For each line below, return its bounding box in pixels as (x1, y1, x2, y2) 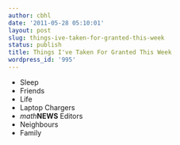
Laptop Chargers (19, 102, 75, 112)
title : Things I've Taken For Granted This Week (8, 48, 172, 56)
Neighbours (19, 120, 59, 129)
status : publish (8, 41, 62, 49)
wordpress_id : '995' (8, 56, 77, 64)
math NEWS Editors (19, 111, 83, 120)
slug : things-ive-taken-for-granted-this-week (8, 33, 165, 42)
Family (19, 128, 42, 137)
